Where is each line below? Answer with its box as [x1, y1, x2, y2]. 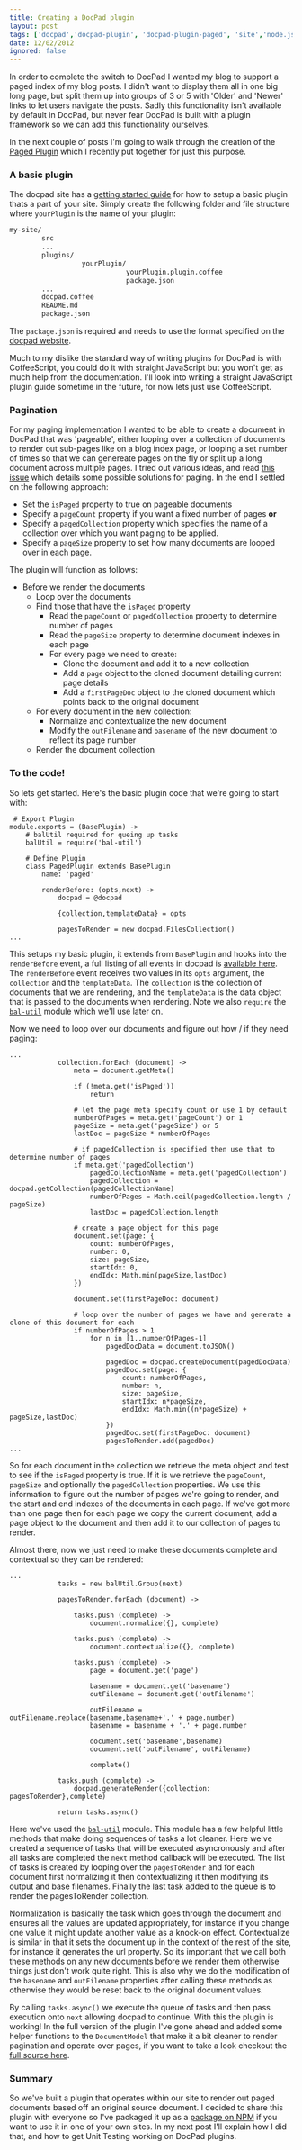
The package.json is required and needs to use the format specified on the [9, 326, 285, 337]
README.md [41, 301, 78, 311]
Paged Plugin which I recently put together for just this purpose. [9, 146, 246, 158]
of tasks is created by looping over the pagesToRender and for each [9, 1861, 256, 1873]
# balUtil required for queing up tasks [25, 830, 179, 839]
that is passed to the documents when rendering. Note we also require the [9, 996, 287, 1007]
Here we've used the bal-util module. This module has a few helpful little [9, 1823, 284, 1834]
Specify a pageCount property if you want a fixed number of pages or [22, 509, 277, 519]
